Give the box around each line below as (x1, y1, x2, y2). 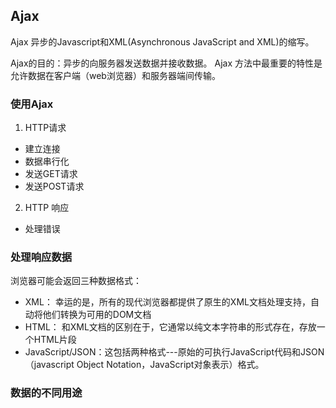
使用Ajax (10, 97, 54, 111)
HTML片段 (33, 334, 77, 346)
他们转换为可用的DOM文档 (42, 309, 152, 321)
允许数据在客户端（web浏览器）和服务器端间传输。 (10, 69, 221, 81)
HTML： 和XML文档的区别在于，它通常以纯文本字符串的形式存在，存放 (24, 321, 317, 333)
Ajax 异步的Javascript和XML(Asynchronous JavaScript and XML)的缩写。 (10, 35, 315, 48)
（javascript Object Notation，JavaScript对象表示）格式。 (24, 359, 265, 371)
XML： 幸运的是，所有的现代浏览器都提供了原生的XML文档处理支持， (24, 296, 311, 308)
